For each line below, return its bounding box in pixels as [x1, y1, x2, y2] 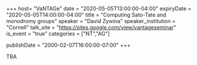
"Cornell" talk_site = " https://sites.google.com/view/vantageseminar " [6, 24, 176, 31]
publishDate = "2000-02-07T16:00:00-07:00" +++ [6, 41, 131, 48]
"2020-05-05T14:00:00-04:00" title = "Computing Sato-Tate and [6, 11, 167, 18]
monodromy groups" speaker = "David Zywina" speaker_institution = [6, 18, 176, 24]
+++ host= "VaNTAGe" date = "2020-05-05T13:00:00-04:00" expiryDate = [6, 5, 192, 12]
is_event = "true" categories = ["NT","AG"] [6, 30, 110, 37]
